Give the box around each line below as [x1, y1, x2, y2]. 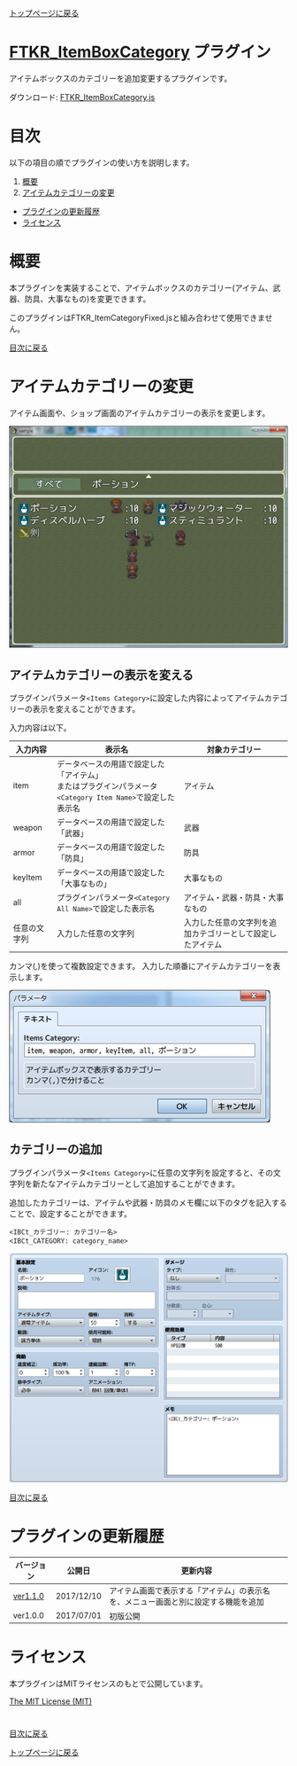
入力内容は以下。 [9, 723, 72, 733]
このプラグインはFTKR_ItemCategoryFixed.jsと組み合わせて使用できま [9, 312, 265, 323]
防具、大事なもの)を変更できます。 [24, 293, 151, 304]
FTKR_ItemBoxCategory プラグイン [9, 43, 271, 62]
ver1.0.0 [12, 1610, 44, 1621]
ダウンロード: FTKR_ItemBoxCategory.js [9, 91, 156, 102]
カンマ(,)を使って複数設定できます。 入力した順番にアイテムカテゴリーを [9, 960, 273, 971]
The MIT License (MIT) [9, 1696, 93, 1707]
